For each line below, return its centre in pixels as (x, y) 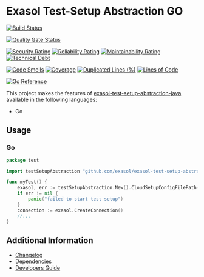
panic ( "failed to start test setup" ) (76, 199)
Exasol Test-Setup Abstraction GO (95, 11)
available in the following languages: (52, 99)
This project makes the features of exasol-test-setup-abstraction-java (94, 93)
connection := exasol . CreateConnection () (70, 210)
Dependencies (33, 261)
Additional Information (50, 240)
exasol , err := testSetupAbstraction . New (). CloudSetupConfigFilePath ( (108, 188)
